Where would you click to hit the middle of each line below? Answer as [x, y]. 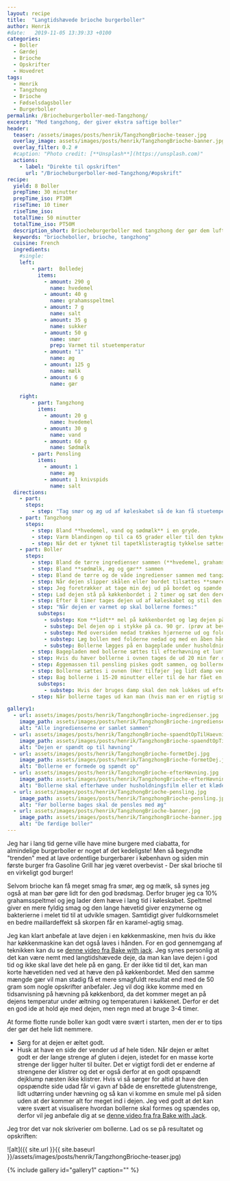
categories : [24, 39]
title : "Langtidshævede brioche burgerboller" [76, 20]
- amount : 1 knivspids [76, 479]
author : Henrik [29, 26]
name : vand [65, 435]
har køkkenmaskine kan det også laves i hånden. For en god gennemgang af [115, 943]
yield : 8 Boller [36, 186]
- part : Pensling [56, 454]
